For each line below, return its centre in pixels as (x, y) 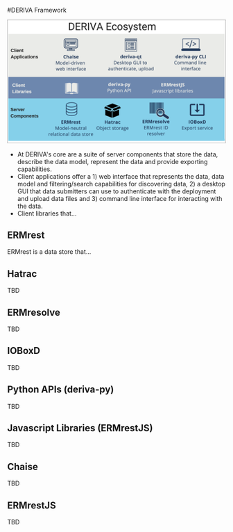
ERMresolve (34, 312)
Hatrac (22, 274)
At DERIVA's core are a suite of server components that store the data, (118, 154)
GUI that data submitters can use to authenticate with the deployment (116, 191)
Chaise (23, 466)
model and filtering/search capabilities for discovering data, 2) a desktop (121, 184)
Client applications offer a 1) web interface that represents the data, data (121, 176)
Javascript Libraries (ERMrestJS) (80, 428)
